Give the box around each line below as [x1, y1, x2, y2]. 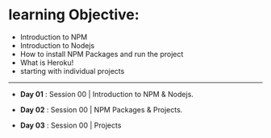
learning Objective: [8, 6, 140, 24]
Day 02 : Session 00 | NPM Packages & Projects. [19, 104, 183, 114]
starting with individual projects [19, 66, 125, 75]
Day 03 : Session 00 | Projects [19, 120, 122, 130]
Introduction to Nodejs [19, 40, 95, 50]
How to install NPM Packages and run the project [19, 49, 184, 59]
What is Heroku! [19, 58, 74, 67]
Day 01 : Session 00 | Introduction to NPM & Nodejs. [19, 89, 194, 99]
